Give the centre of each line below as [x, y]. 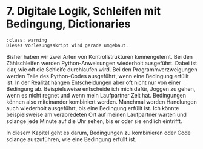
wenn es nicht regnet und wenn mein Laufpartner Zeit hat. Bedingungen [96, 95]
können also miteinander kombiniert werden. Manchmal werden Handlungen [101, 102]
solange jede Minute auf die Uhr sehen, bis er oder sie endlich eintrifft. [94, 121]
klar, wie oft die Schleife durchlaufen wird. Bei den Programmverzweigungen [102, 69]
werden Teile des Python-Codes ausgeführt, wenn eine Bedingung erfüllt [98, 76]
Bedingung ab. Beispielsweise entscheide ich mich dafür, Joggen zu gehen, [101, 88]
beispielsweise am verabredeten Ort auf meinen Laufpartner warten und [96, 114]
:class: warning [27, 40]
